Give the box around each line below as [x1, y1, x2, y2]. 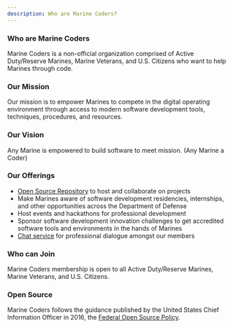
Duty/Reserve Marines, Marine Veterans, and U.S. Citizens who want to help [7, 57, 227, 65]
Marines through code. [7, 64, 73, 72]
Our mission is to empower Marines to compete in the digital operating [7, 97, 211, 106]
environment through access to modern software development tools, [7, 105, 205, 114]
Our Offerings [7, 171, 55, 181]
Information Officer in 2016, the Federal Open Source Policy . [7, 313, 181, 322]
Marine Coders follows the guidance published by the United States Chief [7, 306, 219, 314]
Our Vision [7, 130, 44, 140]
